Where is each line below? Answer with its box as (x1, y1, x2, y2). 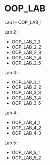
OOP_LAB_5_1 (11, 149, 40, 155)
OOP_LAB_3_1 (11, 79, 40, 85)
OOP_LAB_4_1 (11, 119, 40, 125)
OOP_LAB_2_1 (11, 38, 40, 45)
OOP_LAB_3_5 (11, 100, 41, 106)
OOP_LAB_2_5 (11, 60, 41, 66)
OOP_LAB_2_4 (11, 54, 42, 60)
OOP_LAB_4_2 (11, 125, 42, 131)
